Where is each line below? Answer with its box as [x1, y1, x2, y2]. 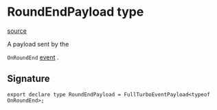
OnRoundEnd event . [7, 53, 60, 61]
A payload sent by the [7, 40, 69, 48]
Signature [7, 73, 50, 85]
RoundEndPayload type [7, 4, 144, 20]
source [7, 27, 27, 35]
